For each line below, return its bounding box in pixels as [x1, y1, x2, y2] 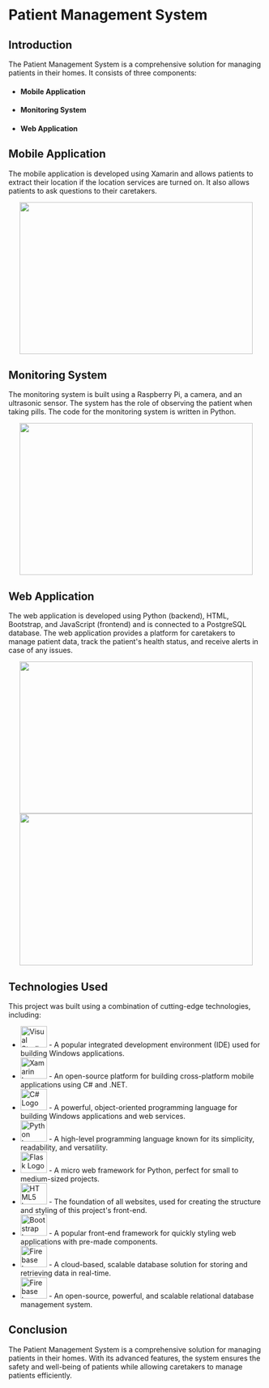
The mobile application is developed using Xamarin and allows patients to [8, 169, 254, 178]
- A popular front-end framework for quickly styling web [48, 1228, 237, 1238]
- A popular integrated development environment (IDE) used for [48, 1040, 261, 1050]
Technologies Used [8, 980, 108, 993]
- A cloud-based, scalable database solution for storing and [48, 1260, 249, 1270]
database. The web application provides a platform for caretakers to [8, 628, 236, 638]
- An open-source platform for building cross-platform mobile [48, 1071, 254, 1081]
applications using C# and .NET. [19, 1080, 128, 1090]
